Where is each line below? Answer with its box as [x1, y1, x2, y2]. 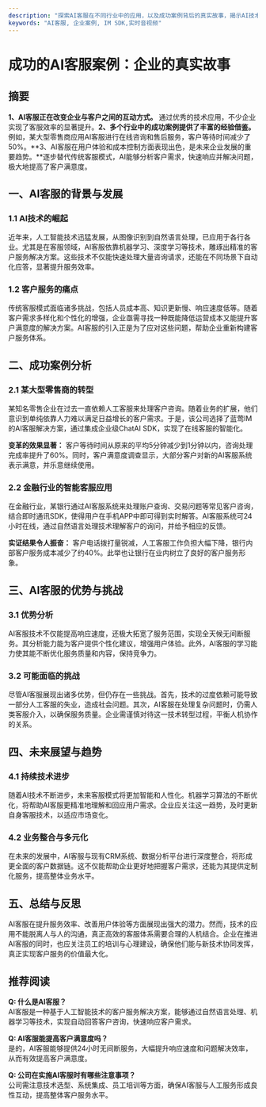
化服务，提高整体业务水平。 [8, 871, 99, 881]
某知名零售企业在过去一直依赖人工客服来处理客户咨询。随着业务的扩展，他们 [8, 404, 258, 413]
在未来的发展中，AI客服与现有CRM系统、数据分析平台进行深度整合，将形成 [8, 852, 253, 861]
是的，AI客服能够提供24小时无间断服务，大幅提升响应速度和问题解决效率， [8, 1044, 253, 1053]
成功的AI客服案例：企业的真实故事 [8, 56, 231, 74]
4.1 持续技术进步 [8, 771, 70, 782]
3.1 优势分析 [8, 609, 54, 620]
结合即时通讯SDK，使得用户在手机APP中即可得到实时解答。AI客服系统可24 [8, 511, 253, 521]
